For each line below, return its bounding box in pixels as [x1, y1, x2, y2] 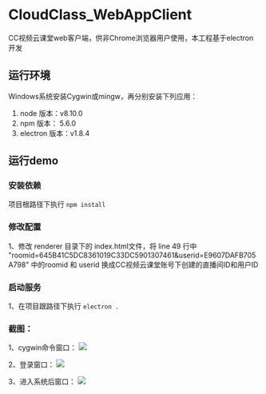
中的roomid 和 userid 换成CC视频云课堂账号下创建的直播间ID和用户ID [30, 260, 259, 269]
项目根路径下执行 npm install [8, 200, 106, 209]
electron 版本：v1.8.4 [19, 128, 90, 137]
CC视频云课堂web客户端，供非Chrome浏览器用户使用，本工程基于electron [8, 33, 254, 42]
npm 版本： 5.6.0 [19, 118, 77, 128]
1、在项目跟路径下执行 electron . [8, 301, 120, 311]
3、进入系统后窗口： [8, 377, 76, 387]
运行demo [8, 154, 58, 168]
